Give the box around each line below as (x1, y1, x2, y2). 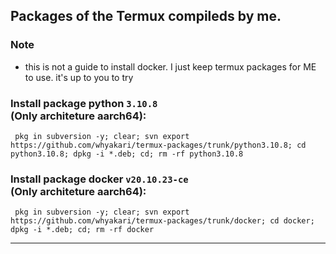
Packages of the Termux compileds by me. (10, 8, 282, 25)
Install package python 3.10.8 (10, 96, 158, 110)
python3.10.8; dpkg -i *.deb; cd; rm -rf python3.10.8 (10, 149, 244, 159)
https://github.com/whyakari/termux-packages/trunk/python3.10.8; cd (10, 140, 307, 150)
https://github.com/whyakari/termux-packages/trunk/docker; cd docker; (10, 216, 315, 226)
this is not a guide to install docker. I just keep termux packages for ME (24, 60, 317, 73)
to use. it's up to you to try (24, 71, 134, 83)
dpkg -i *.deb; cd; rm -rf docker (10, 225, 155, 235)
